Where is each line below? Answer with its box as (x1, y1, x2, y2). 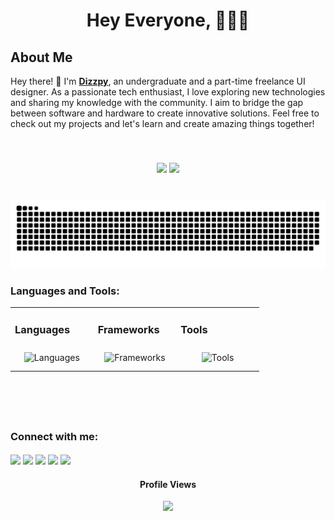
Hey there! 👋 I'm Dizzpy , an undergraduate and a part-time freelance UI (10, 75, 306, 87)
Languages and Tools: (10, 284, 120, 298)
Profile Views (139, 478, 197, 490)
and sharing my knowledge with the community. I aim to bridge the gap (10, 97, 304, 108)
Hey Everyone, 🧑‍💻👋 (86, 9, 250, 32)
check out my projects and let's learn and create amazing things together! (10, 118, 315, 129)
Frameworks (97, 322, 160, 336)
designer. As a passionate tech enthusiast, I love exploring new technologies (10, 86, 326, 98)
